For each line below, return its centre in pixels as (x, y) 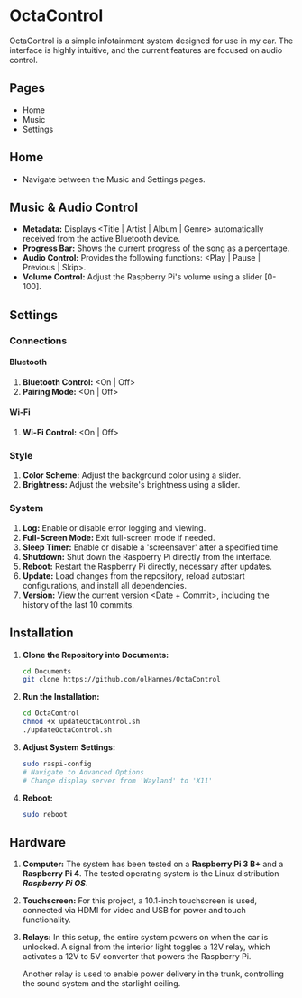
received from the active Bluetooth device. (101, 239)
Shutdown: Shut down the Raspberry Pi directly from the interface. (147, 556)
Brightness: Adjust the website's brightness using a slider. (131, 485)
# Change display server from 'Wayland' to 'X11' (118, 781)
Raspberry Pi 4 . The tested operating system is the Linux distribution (151, 874)
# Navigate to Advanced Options (83, 772)
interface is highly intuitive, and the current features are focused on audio (146, 50)
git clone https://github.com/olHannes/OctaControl (121, 680)
